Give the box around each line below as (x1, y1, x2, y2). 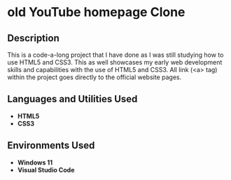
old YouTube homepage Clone (7, 4, 185, 20)
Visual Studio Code (17, 165, 75, 174)
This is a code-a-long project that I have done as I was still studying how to (7, 50, 224, 59)
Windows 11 (17, 158, 53, 167)
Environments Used (7, 139, 95, 151)
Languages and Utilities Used (7, 93, 138, 105)
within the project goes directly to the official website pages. (7, 73, 182, 81)
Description (7, 32, 59, 44)
